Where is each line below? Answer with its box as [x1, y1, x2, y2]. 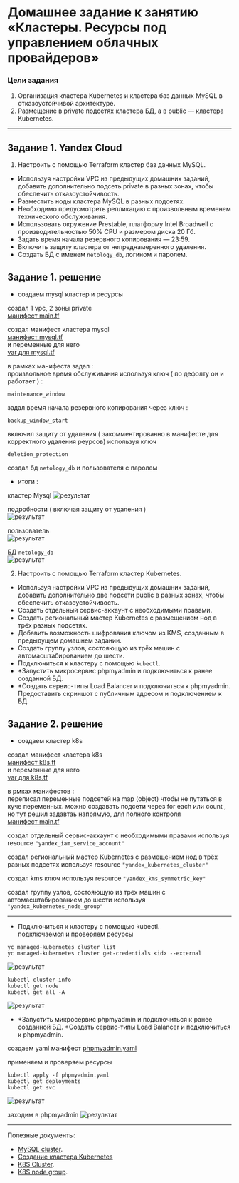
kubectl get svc [7, 1084, 55, 1091]
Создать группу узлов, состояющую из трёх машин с [17, 644, 180, 653]
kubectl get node [7, 982, 59, 990]
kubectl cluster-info [7, 976, 72, 983]
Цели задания [7, 76, 59, 86]
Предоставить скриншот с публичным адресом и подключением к [17, 690, 222, 698]
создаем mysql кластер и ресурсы [17, 290, 123, 298]
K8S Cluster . [17, 1159, 55, 1168]
